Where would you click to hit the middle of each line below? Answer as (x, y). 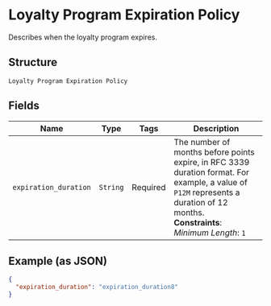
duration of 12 (201, 202)
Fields (24, 106)
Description (216, 128)
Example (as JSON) (58, 261)
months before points (215, 152)
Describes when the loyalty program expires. (83, 37)
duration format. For (212, 172)
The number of (202, 142)
